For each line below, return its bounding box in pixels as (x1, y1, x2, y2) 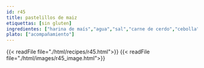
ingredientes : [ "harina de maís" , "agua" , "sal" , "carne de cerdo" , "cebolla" (6, 25, 200, 32)
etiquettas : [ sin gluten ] (6, 20, 72, 26)
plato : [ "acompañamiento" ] (6, 32, 75, 38)
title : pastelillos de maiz (6, 15, 78, 21)
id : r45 (6, 8, 26, 15)
